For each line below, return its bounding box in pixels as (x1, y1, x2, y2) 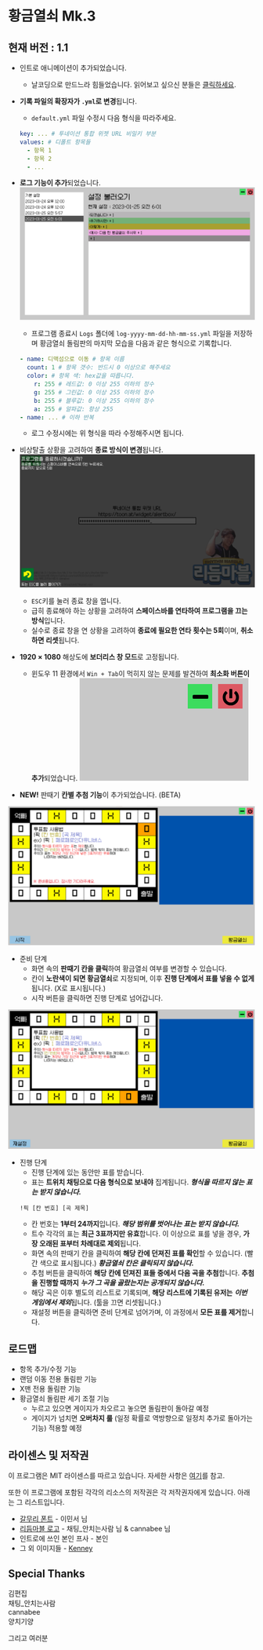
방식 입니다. (31, 616, 66, 625)
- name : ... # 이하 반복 (19, 413, 94, 421)
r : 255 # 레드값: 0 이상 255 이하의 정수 (34, 380, 154, 389)
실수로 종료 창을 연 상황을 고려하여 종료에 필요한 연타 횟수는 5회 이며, (31, 625, 239, 635)
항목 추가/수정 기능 (19, 1364, 77, 1374)
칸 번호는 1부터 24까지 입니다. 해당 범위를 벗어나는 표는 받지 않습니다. (31, 1219, 240, 1228)
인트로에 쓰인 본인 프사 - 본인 (19, 1534, 109, 1543)
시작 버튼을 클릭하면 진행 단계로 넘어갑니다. (31, 993, 164, 1003)
